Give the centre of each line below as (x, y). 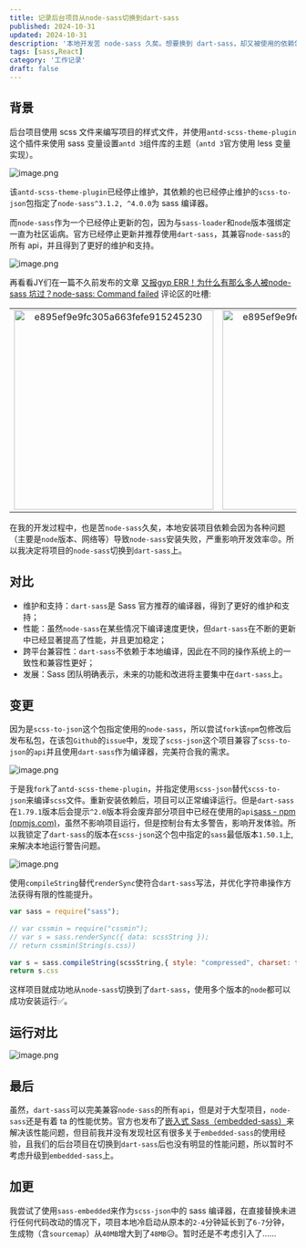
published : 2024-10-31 (52, 26)
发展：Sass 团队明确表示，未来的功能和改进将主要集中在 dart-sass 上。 (155, 674)
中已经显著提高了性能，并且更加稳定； (94, 640)
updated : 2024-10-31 (49, 35)
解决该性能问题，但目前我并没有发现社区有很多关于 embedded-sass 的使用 (144, 1132)
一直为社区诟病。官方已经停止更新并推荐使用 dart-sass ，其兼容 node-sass (146, 234)
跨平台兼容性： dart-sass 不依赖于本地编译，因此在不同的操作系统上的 (153, 651)
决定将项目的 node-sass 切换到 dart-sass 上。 (106, 550)
